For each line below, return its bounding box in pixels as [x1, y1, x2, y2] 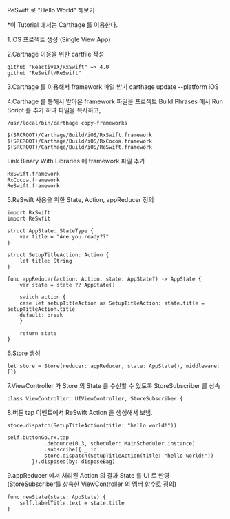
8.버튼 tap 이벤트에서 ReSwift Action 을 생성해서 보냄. [7, 409, 153, 416]
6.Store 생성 [7, 349, 41, 357]
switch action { [19, 294, 67, 301]
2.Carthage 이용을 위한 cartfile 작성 [7, 50, 105, 58]
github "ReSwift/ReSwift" [7, 70, 81, 77]
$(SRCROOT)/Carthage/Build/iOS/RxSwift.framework [7, 132, 153, 139]
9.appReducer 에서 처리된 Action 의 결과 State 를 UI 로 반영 [7, 471, 170, 479]
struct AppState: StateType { [7, 227, 94, 234]
